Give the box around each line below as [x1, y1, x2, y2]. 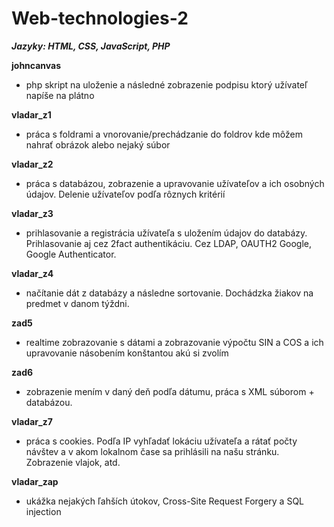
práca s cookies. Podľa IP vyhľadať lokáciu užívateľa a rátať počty [25, 435, 298, 447]
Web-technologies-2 [11, 7, 189, 30]
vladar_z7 [11, 415, 53, 427]
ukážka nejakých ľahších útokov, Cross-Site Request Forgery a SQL [25, 495, 305, 507]
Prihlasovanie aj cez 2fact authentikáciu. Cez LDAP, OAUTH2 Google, [25, 237, 313, 249]
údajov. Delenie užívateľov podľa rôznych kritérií [25, 188, 226, 200]
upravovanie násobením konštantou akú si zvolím [25, 347, 229, 359]
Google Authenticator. [25, 248, 117, 260]
